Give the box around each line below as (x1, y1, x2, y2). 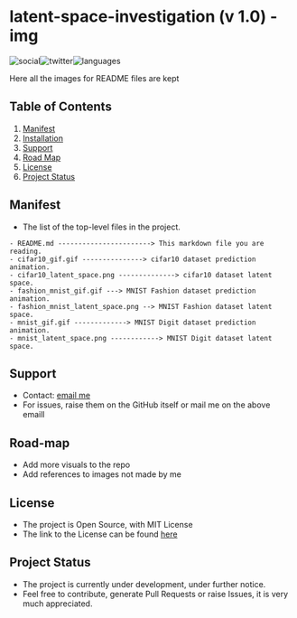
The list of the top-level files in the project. (22, 221, 181, 232)
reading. (9, 247, 42, 256)
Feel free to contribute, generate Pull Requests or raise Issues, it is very (22, 588, 289, 599)
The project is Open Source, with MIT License (22, 520, 193, 529)
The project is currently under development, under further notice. (22, 578, 266, 589)
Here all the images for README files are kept (9, 72, 180, 83)
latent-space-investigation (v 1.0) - (9, 6, 278, 27)
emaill (22, 409, 45, 420)
